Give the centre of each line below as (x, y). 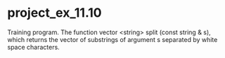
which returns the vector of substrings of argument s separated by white (112, 39)
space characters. (33, 47)
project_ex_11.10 (54, 13)
